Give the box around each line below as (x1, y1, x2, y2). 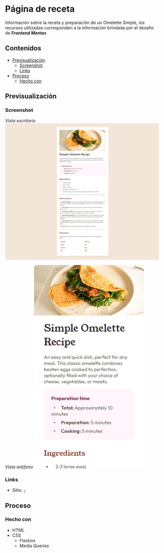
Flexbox (19, 537, 36, 543)
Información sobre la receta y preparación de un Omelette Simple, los (5, 20, 145, 25)
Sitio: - (12, 487, 26, 493)
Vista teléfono (5, 464, 33, 470)
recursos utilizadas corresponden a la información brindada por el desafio (5, 24, 154, 30)
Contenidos (5, 44, 41, 52)
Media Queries (19, 543, 49, 549)
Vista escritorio (5, 118, 36, 124)
